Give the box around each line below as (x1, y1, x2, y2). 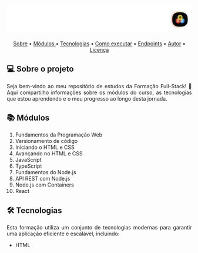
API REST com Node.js (15, 175, 71, 182)
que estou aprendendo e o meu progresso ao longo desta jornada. (6, 95, 167, 102)
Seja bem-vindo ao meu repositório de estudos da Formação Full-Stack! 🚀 (6, 82, 192, 89)
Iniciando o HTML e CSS (15, 144, 75, 151)
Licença (89, 46, 109, 53)
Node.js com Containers (15, 181, 74, 188)
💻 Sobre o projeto (6, 64, 74, 74)
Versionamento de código (15, 138, 78, 145)
